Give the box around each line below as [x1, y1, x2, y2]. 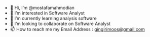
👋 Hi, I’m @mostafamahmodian [10, 5, 75, 10]
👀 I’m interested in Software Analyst [10, 10, 85, 16]
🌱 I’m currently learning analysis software [10, 15, 97, 21]
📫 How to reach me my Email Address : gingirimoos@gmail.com [10, 26, 145, 32]
